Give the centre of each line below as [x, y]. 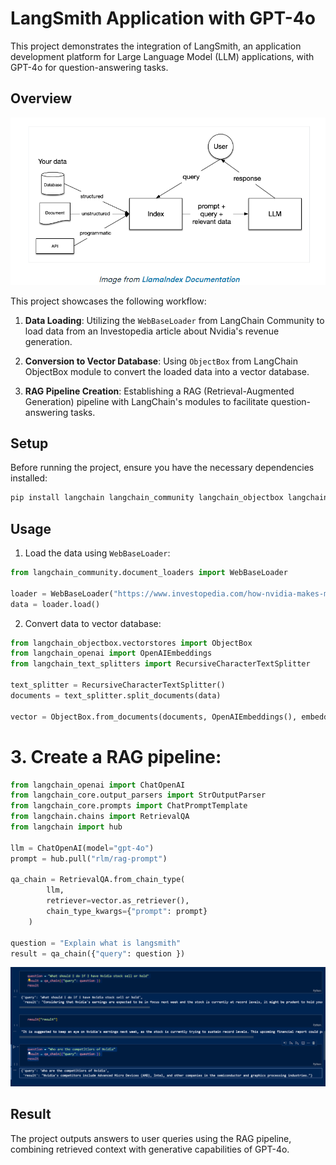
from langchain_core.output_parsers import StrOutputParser [138, 795]
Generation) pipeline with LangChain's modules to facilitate [146, 401]
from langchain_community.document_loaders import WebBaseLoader [149, 573]
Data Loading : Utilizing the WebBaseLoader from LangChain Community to [174, 320]
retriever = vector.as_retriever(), [118, 901]
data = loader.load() [55, 604]
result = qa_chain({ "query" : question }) [98, 953]
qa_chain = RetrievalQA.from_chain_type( [98, 880]
